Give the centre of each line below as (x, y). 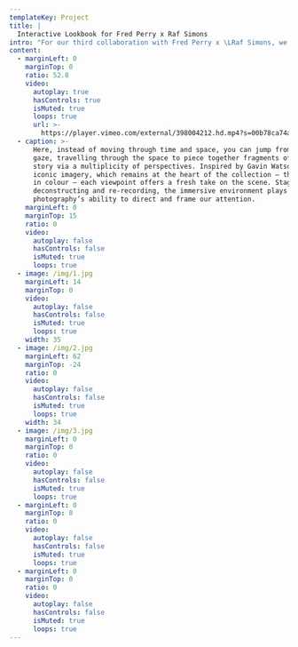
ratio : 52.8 (47, 76)
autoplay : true (61, 92)
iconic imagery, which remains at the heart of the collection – (156, 174)
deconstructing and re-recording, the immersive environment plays (160, 191)
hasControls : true (67, 100)
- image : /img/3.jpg (55, 431)
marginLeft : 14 (53, 282)
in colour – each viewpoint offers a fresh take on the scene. (152, 183)
